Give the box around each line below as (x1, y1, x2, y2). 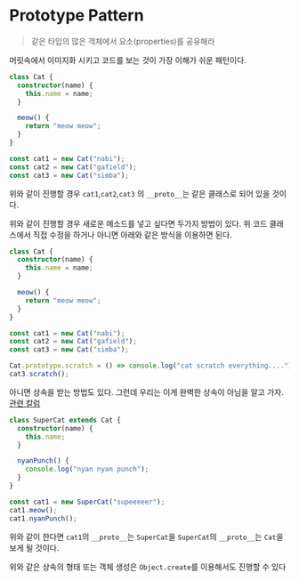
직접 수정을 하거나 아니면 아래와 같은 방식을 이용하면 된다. (32, 229, 233, 240)
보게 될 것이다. (9, 542, 60, 553)
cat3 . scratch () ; (9, 370, 69, 379)
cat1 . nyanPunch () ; (9, 513, 77, 523)
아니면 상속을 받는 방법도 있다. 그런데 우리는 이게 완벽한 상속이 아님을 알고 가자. (9, 386, 285, 397)
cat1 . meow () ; (9, 505, 58, 514)
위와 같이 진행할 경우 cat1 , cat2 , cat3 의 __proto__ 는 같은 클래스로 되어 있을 (9, 188, 271, 198)
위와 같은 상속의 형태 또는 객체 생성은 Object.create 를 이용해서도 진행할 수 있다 (9, 561, 287, 572)
